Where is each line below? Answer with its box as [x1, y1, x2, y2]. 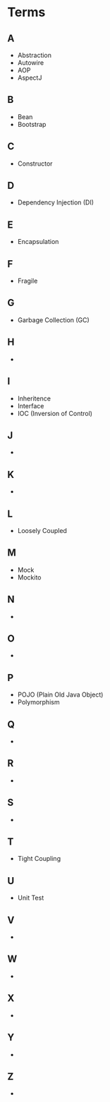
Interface [17, 401, 44, 410]
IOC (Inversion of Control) [17, 409, 93, 417]
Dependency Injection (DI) [17, 198, 94, 207]
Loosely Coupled [17, 526, 67, 534]
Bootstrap [17, 120, 47, 128]
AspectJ [17, 73, 42, 82]
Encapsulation [17, 238, 59, 246]
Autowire [17, 59, 44, 67]
